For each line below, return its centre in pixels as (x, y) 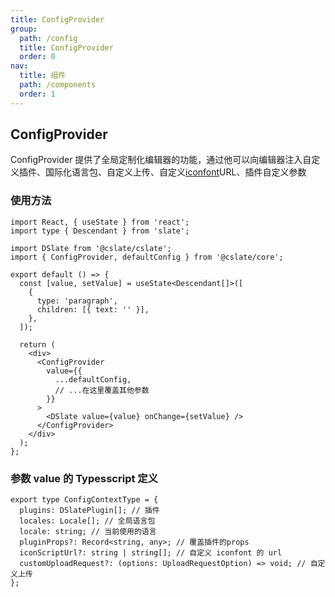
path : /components (58, 85)
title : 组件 (43, 76)
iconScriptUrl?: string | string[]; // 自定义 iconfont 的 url (151, 553)
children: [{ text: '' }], (93, 309)
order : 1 (37, 94)
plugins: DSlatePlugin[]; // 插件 (89, 511)
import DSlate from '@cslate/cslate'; (91, 248)
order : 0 (37, 57)
